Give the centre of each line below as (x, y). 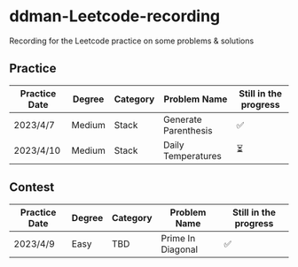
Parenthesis (188, 130)
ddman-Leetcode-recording (115, 16)
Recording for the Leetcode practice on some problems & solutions (132, 41)
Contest (32, 187)
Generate (182, 119)
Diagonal (179, 249)
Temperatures (192, 156)
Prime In (178, 238)
